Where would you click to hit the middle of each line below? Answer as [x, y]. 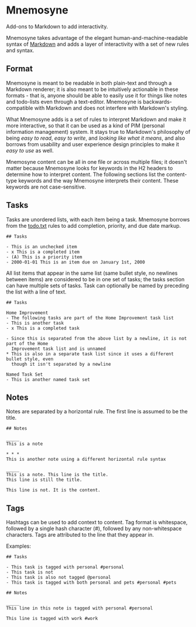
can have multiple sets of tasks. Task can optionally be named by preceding [97, 285]
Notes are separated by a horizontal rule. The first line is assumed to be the [97, 412]
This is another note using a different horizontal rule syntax [86, 459]
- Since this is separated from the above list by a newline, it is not [97, 338]
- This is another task [35, 323]
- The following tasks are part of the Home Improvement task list [90, 318]
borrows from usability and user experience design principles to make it [93, 144]
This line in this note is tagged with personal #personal [80, 608]
